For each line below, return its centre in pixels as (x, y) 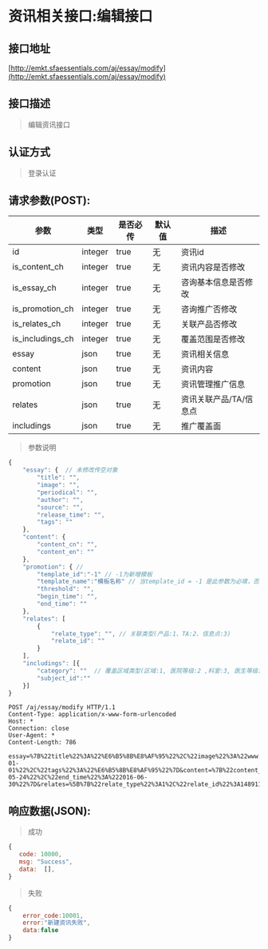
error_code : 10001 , (53, 915)
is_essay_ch (35, 288)
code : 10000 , (40, 855)
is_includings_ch (43, 339)
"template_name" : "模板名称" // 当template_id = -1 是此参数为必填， (145, 582)
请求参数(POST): (49, 201)
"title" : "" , (59, 478)
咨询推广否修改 (209, 309)
